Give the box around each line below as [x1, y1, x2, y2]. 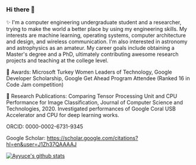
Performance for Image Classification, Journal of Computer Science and [6, 99, 183, 106]
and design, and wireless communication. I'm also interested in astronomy [6, 38, 188, 45]
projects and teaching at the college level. [6, 57, 109, 64]
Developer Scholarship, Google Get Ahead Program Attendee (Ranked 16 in [6, 75, 190, 82]
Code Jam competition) [6, 81, 64, 88]
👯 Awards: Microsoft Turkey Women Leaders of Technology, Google [6, 68, 172, 76]
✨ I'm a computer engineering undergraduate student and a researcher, [6, 19, 182, 26]
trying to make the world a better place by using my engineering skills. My [6, 26, 187, 33]
